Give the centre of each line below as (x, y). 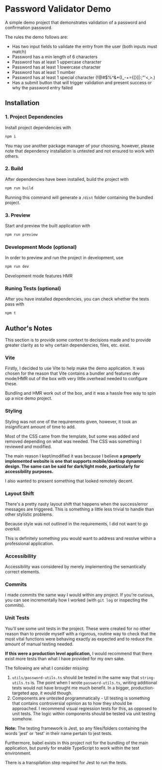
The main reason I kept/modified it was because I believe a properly (73, 456)
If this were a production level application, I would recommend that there (79, 653)
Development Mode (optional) (41, 247)
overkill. (13, 529)
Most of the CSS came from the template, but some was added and (72, 436)
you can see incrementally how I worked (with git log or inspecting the (76, 600)
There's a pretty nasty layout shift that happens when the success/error (77, 504)
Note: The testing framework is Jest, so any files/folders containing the (76, 728)
